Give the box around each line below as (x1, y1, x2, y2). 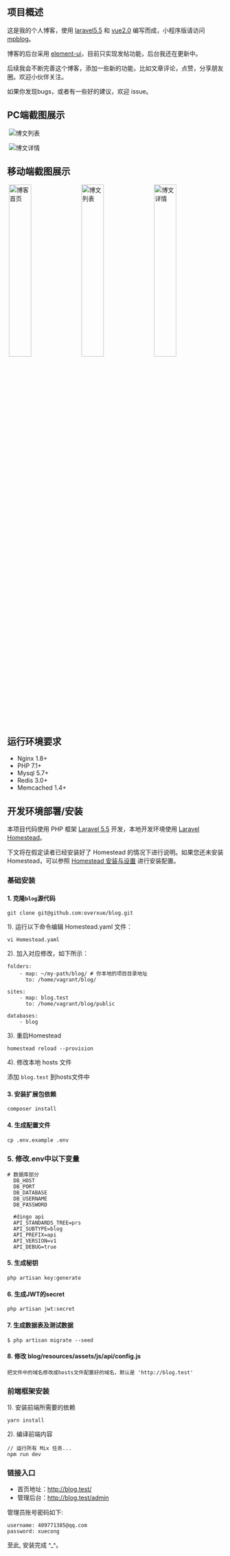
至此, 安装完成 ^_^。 (7, 1541, 62, 1549)
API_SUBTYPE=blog (13, 1225, 63, 1232)
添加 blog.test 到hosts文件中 (7, 1073, 91, 1081)
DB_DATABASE (13, 1189, 48, 1196)
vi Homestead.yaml (7, 936, 60, 943)
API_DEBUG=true (13, 1243, 57, 1250)
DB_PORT (13, 1183, 36, 1190)
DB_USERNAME (13, 1195, 48, 1202)
